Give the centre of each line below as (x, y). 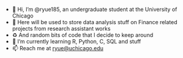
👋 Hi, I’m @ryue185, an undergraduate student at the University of (95, 9)
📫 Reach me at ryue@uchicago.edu (58, 48)
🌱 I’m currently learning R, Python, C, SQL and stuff (77, 41)
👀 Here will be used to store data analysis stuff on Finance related (95, 22)
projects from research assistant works (61, 28)
